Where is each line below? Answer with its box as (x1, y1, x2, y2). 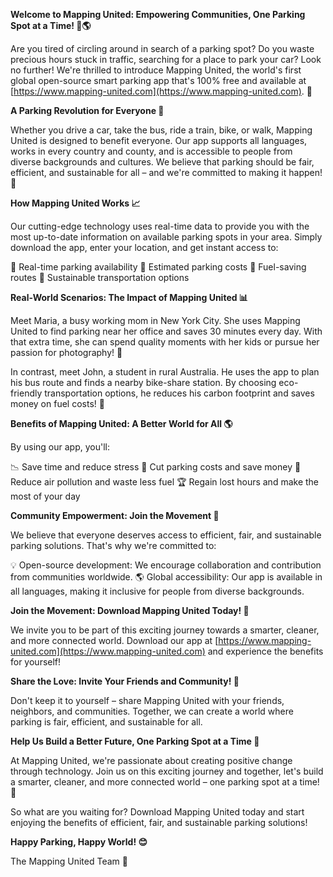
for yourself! (10, 656, 62, 668)
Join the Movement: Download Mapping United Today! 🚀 (10, 605, 250, 616)
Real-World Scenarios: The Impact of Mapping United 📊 (10, 292, 248, 303)
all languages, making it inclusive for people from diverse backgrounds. (10, 585, 305, 597)
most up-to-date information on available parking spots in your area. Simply (10, 231, 323, 243)
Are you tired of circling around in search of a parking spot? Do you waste (10, 43, 315, 54)
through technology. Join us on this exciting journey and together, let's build (10, 765, 324, 777)
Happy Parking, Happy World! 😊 (10, 836, 148, 848)
